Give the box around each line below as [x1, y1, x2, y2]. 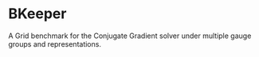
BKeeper [8, 5, 67, 23]
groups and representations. [8, 39, 102, 48]
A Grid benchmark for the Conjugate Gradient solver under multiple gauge [8, 31, 252, 40]
